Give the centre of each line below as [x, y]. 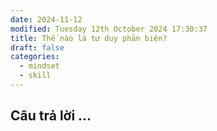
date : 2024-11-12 [46, 19]
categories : [35, 57]
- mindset [39, 66]
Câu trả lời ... [51, 116]
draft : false [37, 47]
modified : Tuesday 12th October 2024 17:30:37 [109, 29]
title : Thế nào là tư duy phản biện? [89, 38]
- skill [35, 76]
